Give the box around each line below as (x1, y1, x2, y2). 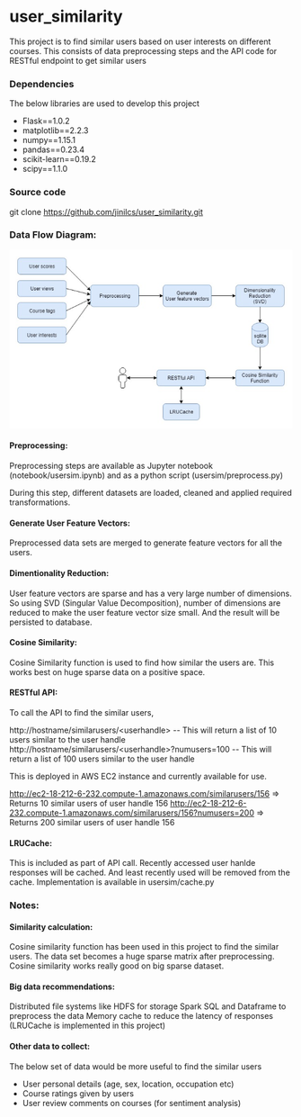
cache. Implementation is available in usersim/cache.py (9, 877, 215, 887)
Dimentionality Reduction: (9, 567, 110, 578)
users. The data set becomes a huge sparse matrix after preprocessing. (9, 951, 275, 962)
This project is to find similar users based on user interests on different (9, 36, 271, 47)
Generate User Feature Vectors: (9, 518, 130, 528)
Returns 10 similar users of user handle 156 (9, 797, 169, 808)
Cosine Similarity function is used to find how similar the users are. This (9, 657, 275, 668)
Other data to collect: (9, 1041, 91, 1052)
